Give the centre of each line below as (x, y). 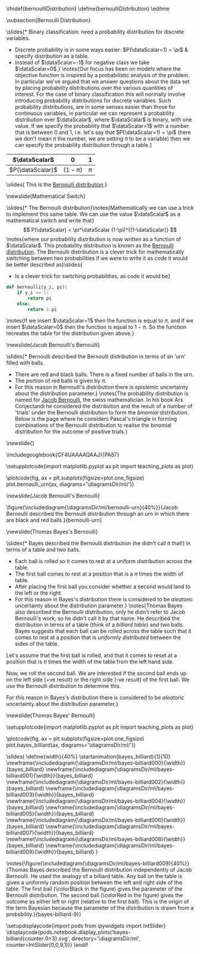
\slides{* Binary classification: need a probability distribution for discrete (95, 32)
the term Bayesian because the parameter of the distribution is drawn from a (100, 908)
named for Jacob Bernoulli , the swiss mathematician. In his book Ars (99, 400)
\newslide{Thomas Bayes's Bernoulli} (52, 532)
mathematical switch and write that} (50, 220)
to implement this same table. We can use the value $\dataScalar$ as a (93, 214)
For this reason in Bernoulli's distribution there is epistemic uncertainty (101, 387)
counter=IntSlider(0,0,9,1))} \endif (47, 945)
